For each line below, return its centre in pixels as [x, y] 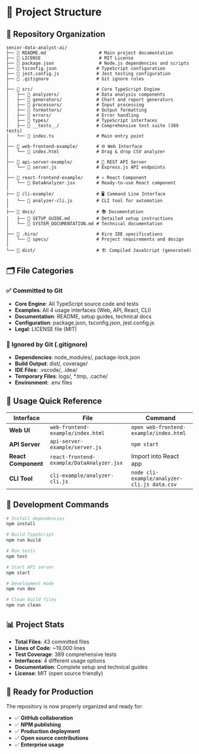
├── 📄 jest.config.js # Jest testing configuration [88, 74]
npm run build [24, 540]
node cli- [145, 472]
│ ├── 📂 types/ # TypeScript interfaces [82, 121]
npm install [21, 524]
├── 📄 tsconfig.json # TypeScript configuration [86, 68]
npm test [17, 556]
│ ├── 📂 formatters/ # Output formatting [76, 110]
